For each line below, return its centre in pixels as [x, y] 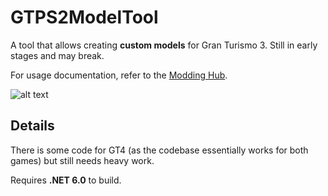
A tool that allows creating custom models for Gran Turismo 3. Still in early [164, 45]
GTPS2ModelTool [84, 17]
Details [32, 126]
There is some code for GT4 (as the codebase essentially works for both [159, 150]
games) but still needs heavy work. [82, 160]
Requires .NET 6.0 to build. [66, 180]
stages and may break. [57, 55]
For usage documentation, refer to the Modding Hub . [119, 75]
